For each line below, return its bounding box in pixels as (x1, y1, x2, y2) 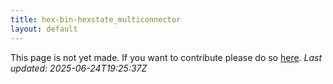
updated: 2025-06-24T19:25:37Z (10, 62, 148, 74)
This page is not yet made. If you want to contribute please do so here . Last (10, 51, 323, 63)
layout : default (10, 24, 78, 34)
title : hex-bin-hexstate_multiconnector (10, 14, 182, 25)
